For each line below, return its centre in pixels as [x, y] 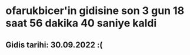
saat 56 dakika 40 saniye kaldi [81, 23]
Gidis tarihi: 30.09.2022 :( [54, 45]
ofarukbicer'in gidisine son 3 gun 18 [95, 11]
